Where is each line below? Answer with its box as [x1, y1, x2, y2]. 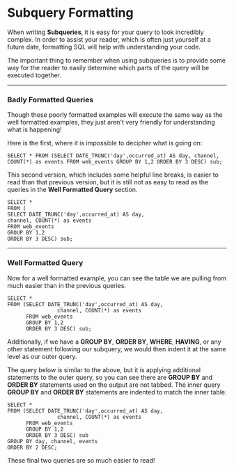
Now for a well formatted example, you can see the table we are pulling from [7, 273, 227, 282]
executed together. [7, 71, 61, 79]
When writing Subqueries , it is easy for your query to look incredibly [7, 28, 204, 36]
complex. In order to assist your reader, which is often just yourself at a [7, 35, 211, 43]
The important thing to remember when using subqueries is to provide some [7, 56, 226, 64]
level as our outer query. [7, 352, 77, 360]
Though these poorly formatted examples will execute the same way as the [7, 111, 223, 119]
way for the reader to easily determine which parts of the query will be [7, 63, 210, 72]
